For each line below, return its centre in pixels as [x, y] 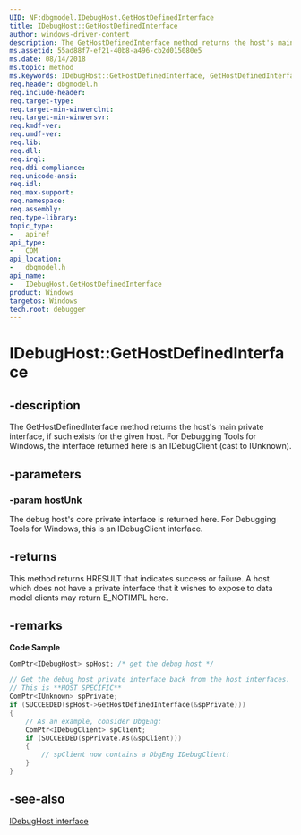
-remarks [36, 626]
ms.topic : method [42, 68]
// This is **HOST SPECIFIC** [66, 688]
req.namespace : [38, 201]
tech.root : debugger [48, 309]
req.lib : [26, 142]
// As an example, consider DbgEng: [94, 721]
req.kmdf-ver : [36, 126]
